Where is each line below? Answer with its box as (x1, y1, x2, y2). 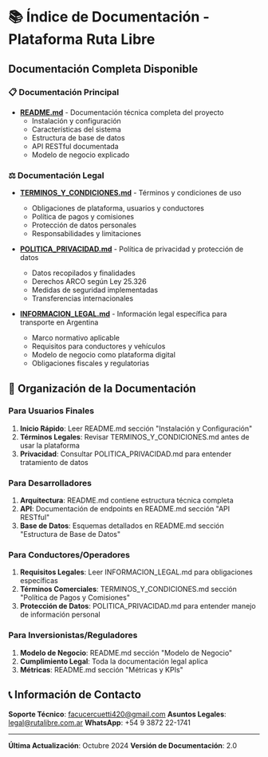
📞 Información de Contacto (8, 688, 142, 702)
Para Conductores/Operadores (8, 550, 130, 561)
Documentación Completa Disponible (8, 62, 199, 76)
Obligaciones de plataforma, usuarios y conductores (31, 203, 205, 213)
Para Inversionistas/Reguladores (8, 629, 138, 641)
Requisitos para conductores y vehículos (31, 341, 166, 351)
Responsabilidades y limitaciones (31, 229, 142, 239)
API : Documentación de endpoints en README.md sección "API (19, 504, 231, 514)
